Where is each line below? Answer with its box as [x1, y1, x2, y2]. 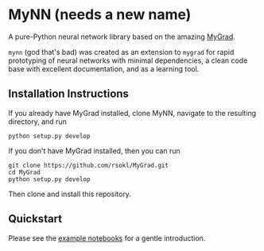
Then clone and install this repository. [8, 189, 131, 199]
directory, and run [8, 117, 68, 126]
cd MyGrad [8, 168, 41, 176]
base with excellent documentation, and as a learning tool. [8, 64, 200, 73]
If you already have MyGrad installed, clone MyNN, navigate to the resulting [8, 108, 257, 118]
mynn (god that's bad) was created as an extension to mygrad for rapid [8, 47, 235, 56]
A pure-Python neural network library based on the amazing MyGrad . [8, 32, 236, 41]
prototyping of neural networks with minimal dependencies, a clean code [8, 56, 248, 65]
